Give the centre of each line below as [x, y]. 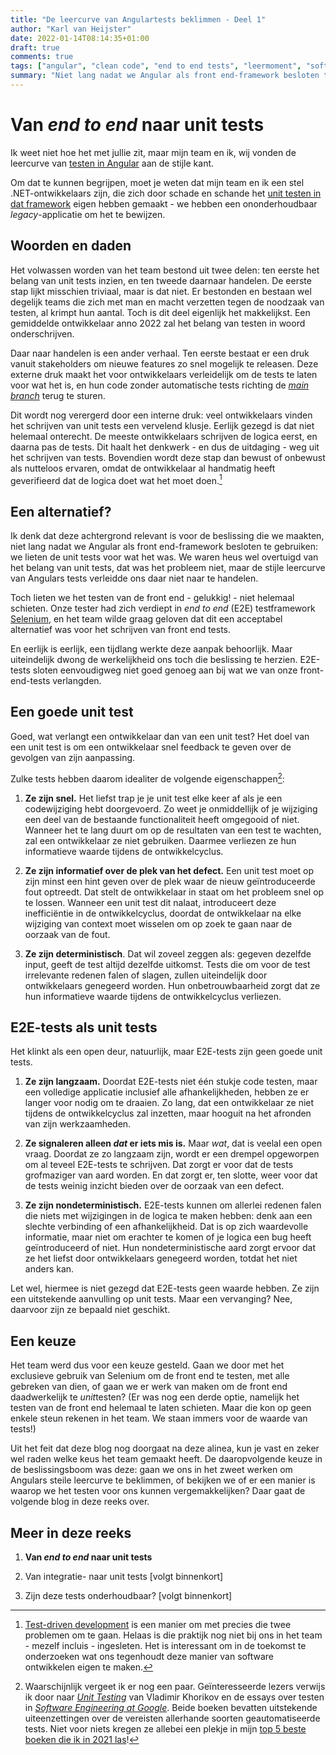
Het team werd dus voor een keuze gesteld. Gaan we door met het [147, 1365]
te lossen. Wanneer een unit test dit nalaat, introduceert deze [150, 902]
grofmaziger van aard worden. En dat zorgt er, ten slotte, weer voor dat [171, 1175]
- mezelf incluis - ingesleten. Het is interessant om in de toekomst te [165, 1645]
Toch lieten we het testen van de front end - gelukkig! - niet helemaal [152, 598]
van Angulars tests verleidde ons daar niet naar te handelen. [134, 578]
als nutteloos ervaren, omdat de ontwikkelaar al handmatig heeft [143, 468]
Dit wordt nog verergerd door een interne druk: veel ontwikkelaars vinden [161, 415]
